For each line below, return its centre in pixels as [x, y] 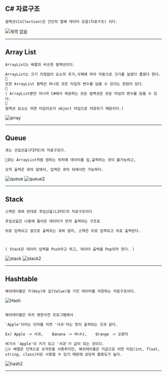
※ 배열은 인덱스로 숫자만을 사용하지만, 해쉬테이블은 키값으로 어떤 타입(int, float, [83, 349]
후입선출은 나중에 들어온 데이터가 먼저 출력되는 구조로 [53, 221]
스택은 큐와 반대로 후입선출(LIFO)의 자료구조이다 [49, 212]
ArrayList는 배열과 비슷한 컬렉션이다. [40, 64]
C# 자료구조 [23, 9]
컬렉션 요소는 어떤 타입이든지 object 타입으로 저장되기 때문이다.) [64, 109]
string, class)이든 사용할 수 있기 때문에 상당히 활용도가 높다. [64, 355]
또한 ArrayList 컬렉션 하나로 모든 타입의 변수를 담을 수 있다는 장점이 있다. [75, 84]
